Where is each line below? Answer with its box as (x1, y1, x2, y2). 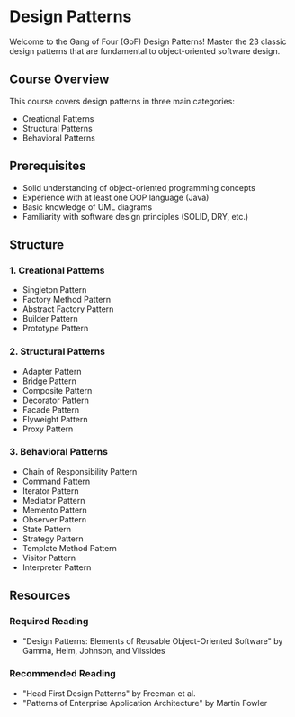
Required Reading (9, 615, 89, 628)
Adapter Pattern (22, 366, 83, 377)
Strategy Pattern (22, 533, 84, 544)
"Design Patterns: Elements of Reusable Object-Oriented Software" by (22, 635, 283, 646)
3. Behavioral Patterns (9, 446, 108, 458)
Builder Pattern (22, 313, 78, 324)
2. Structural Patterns (9, 345, 106, 358)
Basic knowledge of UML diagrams (22, 201, 153, 213)
